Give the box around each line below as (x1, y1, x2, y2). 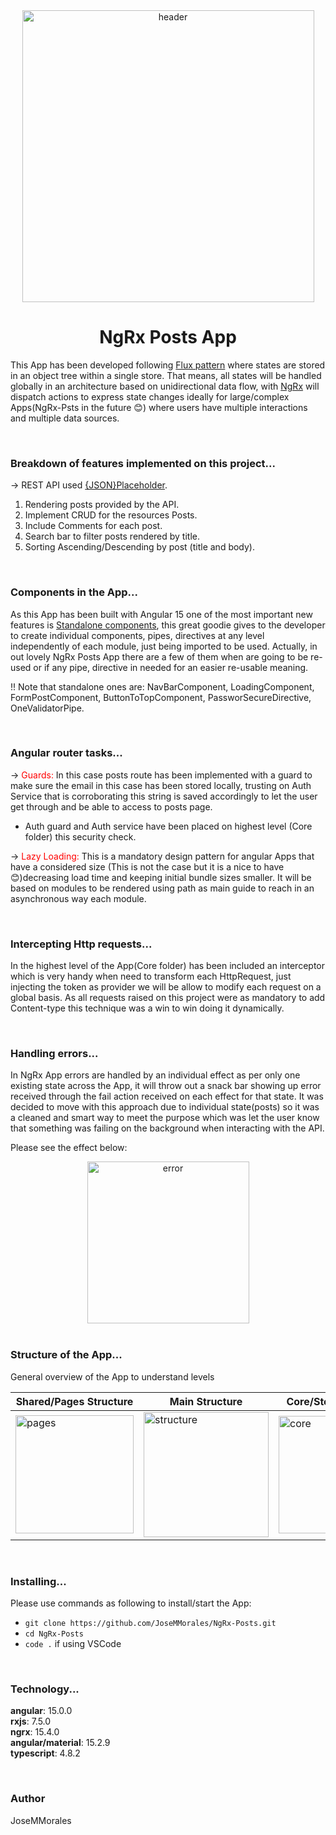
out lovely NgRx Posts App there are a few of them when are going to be (10, 650, 309, 663)
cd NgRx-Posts (24, 1629, 84, 1639)
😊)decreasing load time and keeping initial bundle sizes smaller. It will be (10, 871, 312, 883)
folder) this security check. (24, 830, 137, 843)
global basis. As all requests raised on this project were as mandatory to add (10, 992, 326, 1004)
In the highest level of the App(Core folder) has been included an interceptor (10, 960, 326, 972)
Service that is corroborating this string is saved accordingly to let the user (10, 790, 318, 802)
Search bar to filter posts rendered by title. (24, 530, 201, 543)
